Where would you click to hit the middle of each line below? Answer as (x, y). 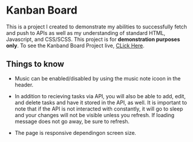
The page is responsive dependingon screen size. (76, 133)
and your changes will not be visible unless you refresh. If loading (94, 115)
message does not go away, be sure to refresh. (72, 121)
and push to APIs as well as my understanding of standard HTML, (86, 33)
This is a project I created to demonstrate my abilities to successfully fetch (97, 27)
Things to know (35, 64)
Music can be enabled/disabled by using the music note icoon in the (98, 78)
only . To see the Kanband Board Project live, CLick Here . (75, 46)
